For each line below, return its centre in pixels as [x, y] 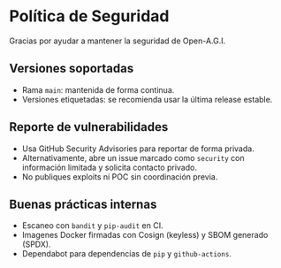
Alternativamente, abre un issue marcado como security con [133, 157]
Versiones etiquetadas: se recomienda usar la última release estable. [147, 99]
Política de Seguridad [89, 16]
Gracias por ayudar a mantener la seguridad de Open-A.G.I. [118, 41]
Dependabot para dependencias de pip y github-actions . [127, 254]
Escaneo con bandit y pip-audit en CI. [92, 226]
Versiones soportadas [72, 69]
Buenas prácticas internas [83, 204]
